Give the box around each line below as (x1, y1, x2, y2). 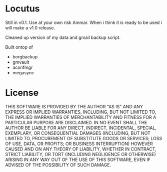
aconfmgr (12, 64, 33, 70)
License (5, 87, 39, 99)
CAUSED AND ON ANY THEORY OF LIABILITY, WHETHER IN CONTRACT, (5, 146, 156, 152)
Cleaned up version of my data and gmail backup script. (5, 34, 121, 40)
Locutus (5, 3, 40, 14)
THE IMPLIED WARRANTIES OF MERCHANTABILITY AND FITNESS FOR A (5, 114, 156, 120)
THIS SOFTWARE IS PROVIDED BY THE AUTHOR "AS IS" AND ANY (5, 103, 143, 110)
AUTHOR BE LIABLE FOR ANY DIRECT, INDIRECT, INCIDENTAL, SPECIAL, (5, 125, 156, 131)
